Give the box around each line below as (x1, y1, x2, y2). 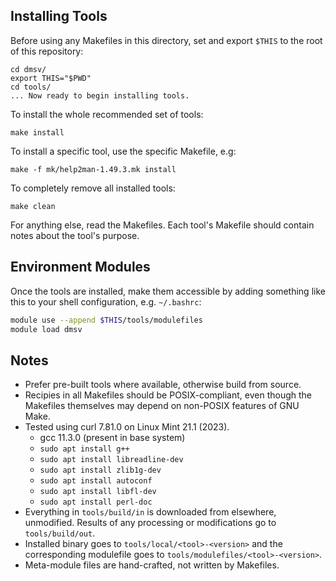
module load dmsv (10, 324, 83, 334)
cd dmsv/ (10, 64, 47, 74)
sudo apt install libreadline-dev (39, 455, 184, 465)
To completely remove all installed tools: (10, 182, 176, 194)
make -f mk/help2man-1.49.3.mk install (10, 164, 177, 174)
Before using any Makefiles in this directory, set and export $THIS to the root (10, 34, 323, 46)
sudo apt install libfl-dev (39, 487, 157, 497)
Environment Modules (10, 259, 151, 276)
